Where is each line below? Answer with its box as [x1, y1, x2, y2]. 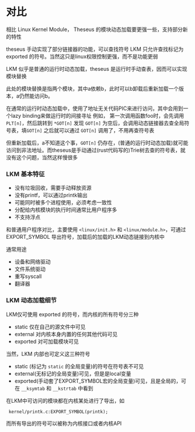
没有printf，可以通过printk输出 [14, 191, 88, 199]
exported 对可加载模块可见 [14, 338, 79, 345]
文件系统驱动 [14, 266, 46, 273]
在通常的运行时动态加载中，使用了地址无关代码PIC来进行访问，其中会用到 [6, 105, 183, 112]
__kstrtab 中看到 [53, 385, 93, 392]
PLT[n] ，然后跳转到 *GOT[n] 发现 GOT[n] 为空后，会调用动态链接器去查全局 [6, 119, 184, 126]
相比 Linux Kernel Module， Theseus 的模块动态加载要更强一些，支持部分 [6, 26, 183, 33]
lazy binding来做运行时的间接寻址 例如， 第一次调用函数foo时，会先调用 [11, 112, 184, 119]
